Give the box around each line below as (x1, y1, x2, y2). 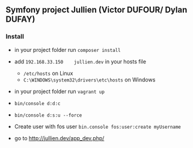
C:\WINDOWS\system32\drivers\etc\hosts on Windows (23, 76, 156, 83)
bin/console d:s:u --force (14, 112, 82, 118)
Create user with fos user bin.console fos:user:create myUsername (14, 123, 182, 130)
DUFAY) (5, 14, 35, 25)
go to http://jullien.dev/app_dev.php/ (14, 134, 105, 141)
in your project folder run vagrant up (14, 88, 105, 95)
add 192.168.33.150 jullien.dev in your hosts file (14, 57, 147, 65)
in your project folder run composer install (14, 46, 121, 53)
